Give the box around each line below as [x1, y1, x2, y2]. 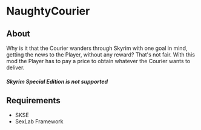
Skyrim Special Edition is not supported [6, 78, 108, 85]
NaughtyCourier [6, 4, 90, 18]
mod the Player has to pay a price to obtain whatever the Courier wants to [6, 58, 191, 64]
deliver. [6, 64, 25, 71]
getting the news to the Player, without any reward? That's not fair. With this [6, 51, 196, 58]
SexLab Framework [15, 118, 64, 125]
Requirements [6, 95, 61, 106]
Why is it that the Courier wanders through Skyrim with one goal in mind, [6, 44, 188, 52]
